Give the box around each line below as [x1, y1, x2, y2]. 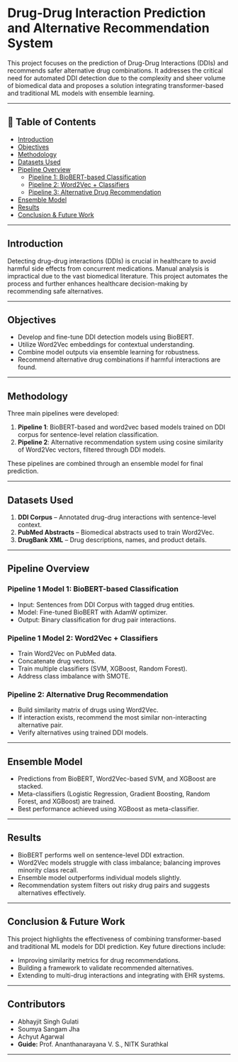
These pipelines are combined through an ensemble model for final [7, 460, 203, 468]
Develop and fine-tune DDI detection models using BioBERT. [17, 332, 195, 342]
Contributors [7, 998, 66, 1010]
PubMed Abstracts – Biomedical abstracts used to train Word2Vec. [17, 528, 215, 536]
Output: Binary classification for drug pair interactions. [17, 615, 176, 624]
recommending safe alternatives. [7, 286, 104, 296]
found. [17, 363, 38, 372]
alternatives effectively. [17, 888, 86, 896]
